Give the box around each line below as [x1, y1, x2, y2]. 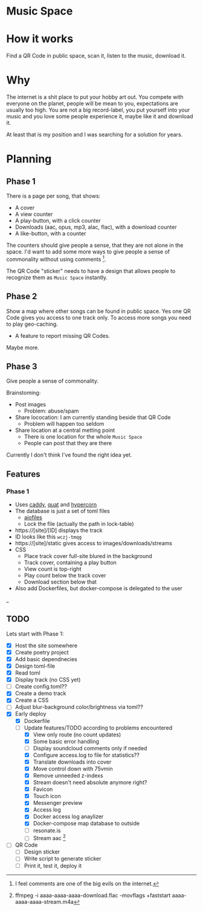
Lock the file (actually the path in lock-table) [24, 520, 134, 528]
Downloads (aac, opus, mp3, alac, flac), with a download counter [14, 223, 177, 231]
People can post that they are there [24, 440, 112, 447]
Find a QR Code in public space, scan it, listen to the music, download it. [6, 52, 186, 59]
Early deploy [14, 710, 47, 718]
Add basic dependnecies [14, 655, 77, 662]
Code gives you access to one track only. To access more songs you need [6, 314, 192, 321]
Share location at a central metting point [14, 426, 115, 434]
